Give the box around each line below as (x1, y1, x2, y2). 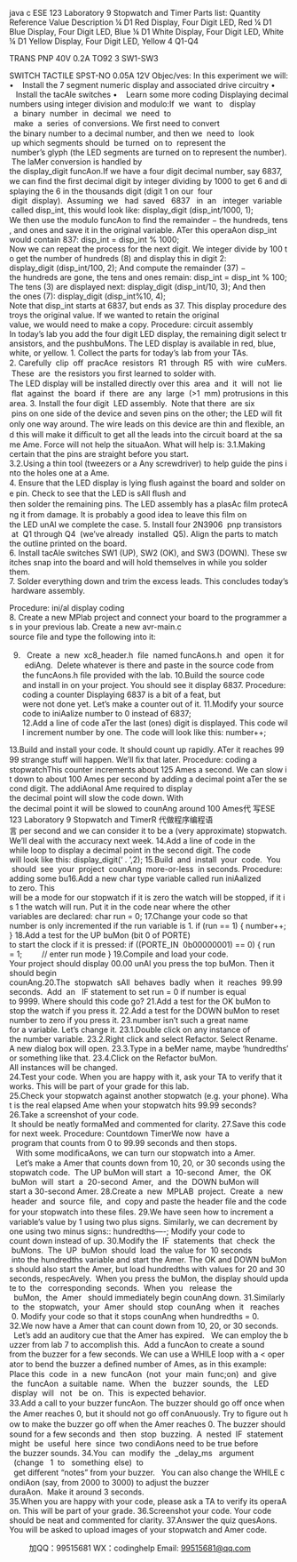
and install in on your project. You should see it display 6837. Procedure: (21, 680, 286, 690)
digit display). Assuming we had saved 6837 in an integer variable (11, 196, 283, 205)
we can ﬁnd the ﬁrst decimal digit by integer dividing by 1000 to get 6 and (9, 176, 279, 186)
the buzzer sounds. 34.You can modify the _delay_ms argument (9, 1448, 254, 1458)
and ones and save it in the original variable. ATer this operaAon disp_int (12, 225, 277, 235)
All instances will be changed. (9, 1062, 118, 1072)
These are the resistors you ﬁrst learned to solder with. (11, 368, 216, 379)
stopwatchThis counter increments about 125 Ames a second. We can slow (9, 765, 284, 774)
